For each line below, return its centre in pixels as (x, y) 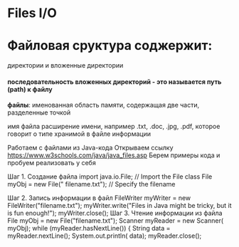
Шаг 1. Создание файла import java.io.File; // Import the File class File (110, 177)
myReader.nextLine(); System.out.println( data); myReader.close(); (105, 236)
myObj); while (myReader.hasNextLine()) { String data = (89, 228)
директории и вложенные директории (65, 65)
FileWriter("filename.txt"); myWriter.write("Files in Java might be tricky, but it (119, 206)
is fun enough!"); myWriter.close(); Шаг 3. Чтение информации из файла (115, 213)
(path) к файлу (30, 89)
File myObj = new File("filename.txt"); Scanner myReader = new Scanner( (116, 221)
